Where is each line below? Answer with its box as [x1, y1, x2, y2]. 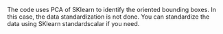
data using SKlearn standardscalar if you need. [7, 20, 140, 27]
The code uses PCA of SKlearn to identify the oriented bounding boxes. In [7, 6, 216, 13]
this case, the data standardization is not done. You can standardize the [7, 13, 210, 21]
